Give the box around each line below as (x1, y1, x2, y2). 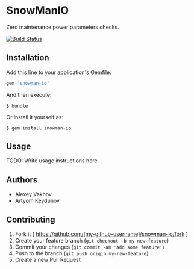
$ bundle (6, 103, 28, 109)
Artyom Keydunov (14, 197, 60, 205)
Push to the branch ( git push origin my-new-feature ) (14, 250, 149, 257)
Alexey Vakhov (14, 191, 52, 198)
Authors (6, 175, 38, 185)
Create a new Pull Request (14, 256, 81, 264)
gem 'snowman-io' (6, 80, 50, 86)
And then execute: (6, 91, 52, 98)
